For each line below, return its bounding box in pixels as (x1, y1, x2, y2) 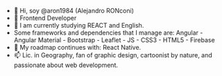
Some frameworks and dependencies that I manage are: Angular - (13, 28, 203, 37)
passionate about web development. (13, 61, 118, 69)
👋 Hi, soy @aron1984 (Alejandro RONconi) (13, 7, 134, 15)
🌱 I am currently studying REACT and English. (13, 21, 144, 29)
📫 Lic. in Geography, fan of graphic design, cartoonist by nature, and (13, 51, 213, 59)
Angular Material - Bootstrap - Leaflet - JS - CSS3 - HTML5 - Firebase (13, 36, 215, 44)
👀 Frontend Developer (13, 14, 77, 22)
